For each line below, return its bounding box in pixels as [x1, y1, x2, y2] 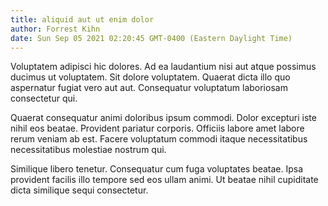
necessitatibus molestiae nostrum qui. [10, 144, 167, 156]
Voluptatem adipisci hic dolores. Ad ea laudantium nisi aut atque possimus [10, 61, 317, 73]
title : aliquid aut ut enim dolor [10, 14, 155, 25]
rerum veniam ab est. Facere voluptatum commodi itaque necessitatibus [10, 133, 308, 145]
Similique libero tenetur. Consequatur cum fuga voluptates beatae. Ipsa [10, 163, 304, 175]
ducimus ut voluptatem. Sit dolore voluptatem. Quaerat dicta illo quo [10, 71, 291, 83]
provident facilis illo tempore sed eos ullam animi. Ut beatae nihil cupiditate [10, 174, 319, 186]
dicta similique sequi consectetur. [10, 184, 149, 196]
